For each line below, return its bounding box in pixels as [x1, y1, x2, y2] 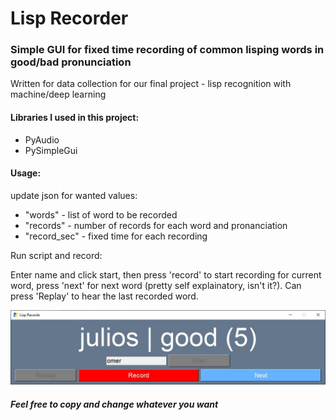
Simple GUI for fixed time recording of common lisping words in [10, 43, 325, 57]
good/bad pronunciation [10, 55, 132, 69]
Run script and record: [10, 249, 103, 261]
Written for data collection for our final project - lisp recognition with [10, 78, 292, 90]
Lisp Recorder [10, 7, 129, 30]
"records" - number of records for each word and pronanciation [24, 219, 288, 231]
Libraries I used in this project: [10, 112, 140, 124]
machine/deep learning [10, 88, 107, 101]
